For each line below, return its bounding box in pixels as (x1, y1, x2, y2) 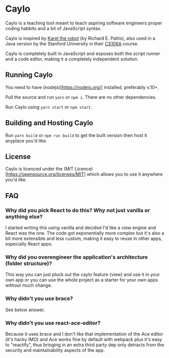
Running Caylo (5, 71, 53, 79)
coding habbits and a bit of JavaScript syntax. (5, 25, 102, 31)
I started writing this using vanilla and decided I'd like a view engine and (5, 225, 156, 231)
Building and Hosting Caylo (5, 119, 93, 127)
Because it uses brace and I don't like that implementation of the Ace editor (5, 331, 163, 337)
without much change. (5, 282, 52, 288)
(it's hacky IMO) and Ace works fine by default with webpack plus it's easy (5, 336, 162, 342)
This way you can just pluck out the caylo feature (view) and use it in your (5, 271, 160, 278)
